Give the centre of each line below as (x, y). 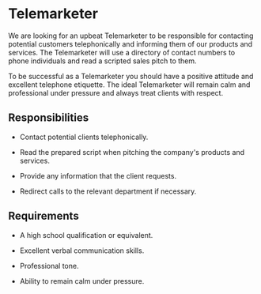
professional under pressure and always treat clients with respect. (116, 92)
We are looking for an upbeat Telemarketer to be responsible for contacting (131, 36)
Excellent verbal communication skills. (82, 251)
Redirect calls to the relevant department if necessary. (108, 191)
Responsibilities (49, 118)
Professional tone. (49, 266)
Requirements (43, 216)
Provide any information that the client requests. (98, 175)
